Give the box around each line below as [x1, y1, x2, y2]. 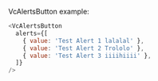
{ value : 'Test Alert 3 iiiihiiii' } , [22, 52, 152, 60]
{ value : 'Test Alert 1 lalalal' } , [22, 37, 145, 44]
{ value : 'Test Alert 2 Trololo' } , [22, 44, 145, 52]
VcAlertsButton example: [8, 7, 89, 16]
